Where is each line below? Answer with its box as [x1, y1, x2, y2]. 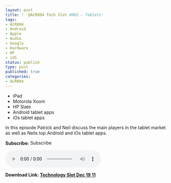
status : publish [5, 60, 40, 65]
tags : [5, 17, 17, 22]
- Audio [5, 36, 22, 41]
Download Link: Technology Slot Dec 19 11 [5, 172, 96, 178]
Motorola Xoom [12, 98, 45, 104]
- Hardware [5, 45, 29, 51]
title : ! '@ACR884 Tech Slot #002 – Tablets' [5, 12, 104, 17]
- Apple [5, 31, 22, 36]
